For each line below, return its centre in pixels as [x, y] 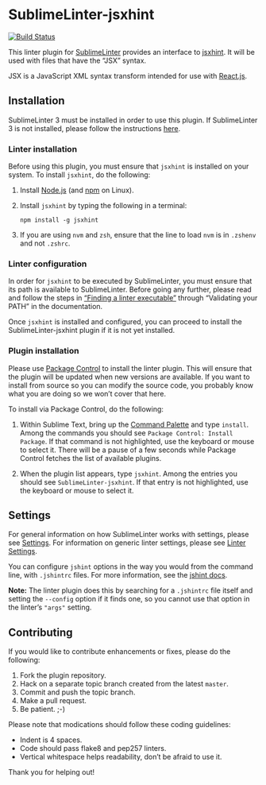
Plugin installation [44, 351]
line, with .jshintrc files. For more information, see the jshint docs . [118, 575]
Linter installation [43, 149]
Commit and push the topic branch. [77, 692]
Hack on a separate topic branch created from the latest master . [124, 684]
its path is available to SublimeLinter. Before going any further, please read [130, 290]
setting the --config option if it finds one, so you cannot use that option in [129, 599]
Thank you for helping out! [52, 772]
